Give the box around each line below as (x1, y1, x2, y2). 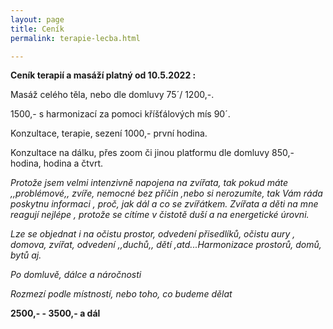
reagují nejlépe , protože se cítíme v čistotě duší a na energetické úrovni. (10, 209, 310, 221)
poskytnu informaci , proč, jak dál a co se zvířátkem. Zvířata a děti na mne (10, 198, 319, 210)
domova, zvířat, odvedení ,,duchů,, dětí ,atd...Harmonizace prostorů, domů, (10, 239, 322, 251)
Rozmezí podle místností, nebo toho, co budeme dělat (10, 288, 233, 300)
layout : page (10, 14, 65, 25)
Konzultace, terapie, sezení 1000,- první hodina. (10, 127, 208, 140)
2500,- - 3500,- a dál (10, 307, 101, 320)
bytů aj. (10, 249, 42, 261)
